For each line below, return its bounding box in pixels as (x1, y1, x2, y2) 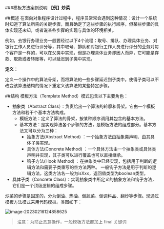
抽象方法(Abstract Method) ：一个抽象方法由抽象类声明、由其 (26, 134, 151, 139)
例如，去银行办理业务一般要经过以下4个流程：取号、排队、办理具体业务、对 (5, 38, 158, 43)
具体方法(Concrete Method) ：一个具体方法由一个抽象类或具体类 (26, 146, 156, 152)
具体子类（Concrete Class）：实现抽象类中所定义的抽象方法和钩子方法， (12, 176, 157, 182)
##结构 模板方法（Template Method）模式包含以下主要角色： (5, 93, 128, 99)
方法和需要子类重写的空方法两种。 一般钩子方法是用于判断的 (31, 164, 152, 170)
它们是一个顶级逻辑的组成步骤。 (12, 183, 77, 188)
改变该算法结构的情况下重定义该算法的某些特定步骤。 (5, 83, 112, 88)
